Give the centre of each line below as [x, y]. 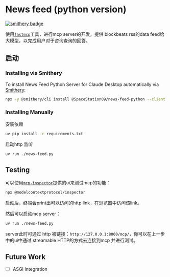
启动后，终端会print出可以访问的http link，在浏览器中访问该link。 [74, 203]
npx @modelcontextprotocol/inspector [45, 193]
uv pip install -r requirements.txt [44, 134]
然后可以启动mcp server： [33, 214]
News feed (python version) [66, 9]
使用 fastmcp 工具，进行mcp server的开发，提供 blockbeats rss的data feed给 [85, 34]
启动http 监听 [19, 144]
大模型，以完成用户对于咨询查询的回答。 [48, 40]
